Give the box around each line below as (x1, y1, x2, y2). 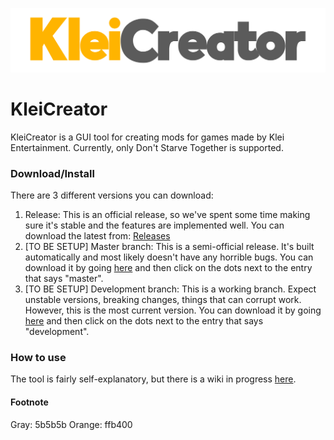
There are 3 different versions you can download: (10, 189, 214, 202)
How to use (10, 351, 67, 365)
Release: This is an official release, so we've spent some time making (24, 209, 311, 221)
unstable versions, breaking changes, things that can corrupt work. (24, 294, 302, 306)
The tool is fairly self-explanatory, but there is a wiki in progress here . (10, 373, 297, 385)
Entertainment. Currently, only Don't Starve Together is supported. (10, 141, 284, 153)
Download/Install (10, 166, 95, 180)
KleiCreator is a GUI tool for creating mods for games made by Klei (10, 131, 285, 143)
